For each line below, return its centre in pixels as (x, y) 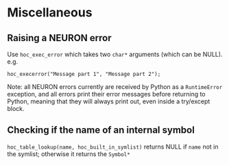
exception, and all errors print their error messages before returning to (106, 94)
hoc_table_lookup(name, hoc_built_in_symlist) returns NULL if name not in (113, 147)
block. (16, 109)
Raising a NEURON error (59, 38)
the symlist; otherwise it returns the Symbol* (69, 154)
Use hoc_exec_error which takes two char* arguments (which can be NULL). (115, 54)
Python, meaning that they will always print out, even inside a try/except (109, 101)
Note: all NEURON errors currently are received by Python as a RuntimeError (115, 87)
